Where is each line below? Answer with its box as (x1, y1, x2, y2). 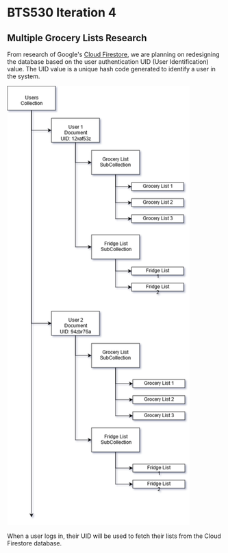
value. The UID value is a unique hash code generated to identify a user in (7, 65, 216, 73)
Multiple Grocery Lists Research (7, 32, 147, 44)
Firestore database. (7, 539, 62, 547)
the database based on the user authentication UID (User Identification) (7, 58, 209, 66)
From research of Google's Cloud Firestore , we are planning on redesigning (7, 50, 220, 58)
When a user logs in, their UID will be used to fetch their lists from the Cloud (7, 532, 221, 540)
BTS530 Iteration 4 (7, 5, 117, 21)
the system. (7, 72, 40, 80)
